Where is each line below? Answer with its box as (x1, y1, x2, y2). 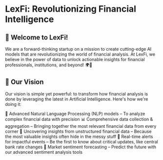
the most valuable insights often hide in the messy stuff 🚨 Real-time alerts (5, 133, 153, 140)
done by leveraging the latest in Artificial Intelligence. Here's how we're (5, 96, 148, 102)
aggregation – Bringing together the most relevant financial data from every (5, 123, 157, 129)
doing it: (5, 101, 22, 107)
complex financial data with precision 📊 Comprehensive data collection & (5, 116, 153, 122)
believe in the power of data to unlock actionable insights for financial (5, 57, 145, 62)
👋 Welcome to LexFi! (5, 33, 68, 41)
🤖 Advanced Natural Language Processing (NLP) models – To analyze (5, 111, 145, 117)
